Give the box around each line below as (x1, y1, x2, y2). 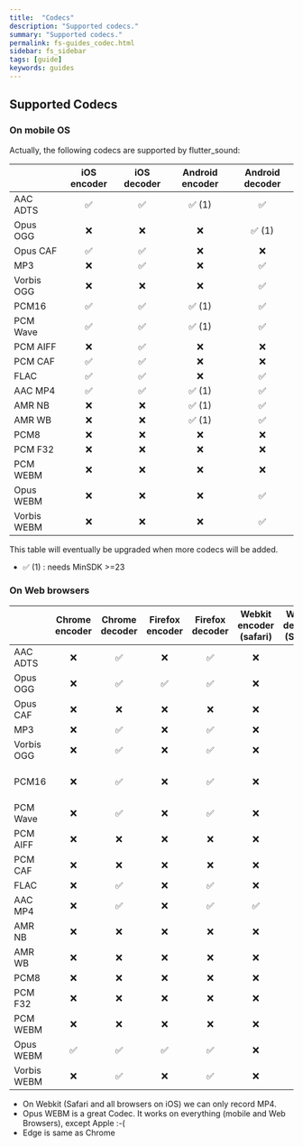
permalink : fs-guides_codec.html (9, 38, 135, 48)
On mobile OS (9, 124, 70, 136)
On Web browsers (9, 584, 90, 597)
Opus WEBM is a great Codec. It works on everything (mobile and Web (22, 1107, 286, 1119)
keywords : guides (9, 64, 75, 73)
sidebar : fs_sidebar (9, 47, 87, 56)
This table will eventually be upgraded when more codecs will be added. (9, 543, 279, 555)
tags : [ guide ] (9, 55, 63, 64)
